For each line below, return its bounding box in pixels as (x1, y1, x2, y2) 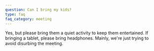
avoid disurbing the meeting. (5, 41, 63, 47)
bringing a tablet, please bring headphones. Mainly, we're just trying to (5, 35, 149, 41)
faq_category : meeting (5, 16, 52, 21)
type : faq (5, 12, 26, 17)
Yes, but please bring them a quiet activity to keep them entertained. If (5, 30, 149, 36)
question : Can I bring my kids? (5, 7, 72, 12)
